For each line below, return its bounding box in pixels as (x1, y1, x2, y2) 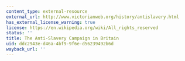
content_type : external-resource (6, 8, 88, 15)
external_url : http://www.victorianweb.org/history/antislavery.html (6, 14, 180, 20)
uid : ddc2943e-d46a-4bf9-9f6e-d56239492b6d (6, 41, 114, 47)
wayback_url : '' (6, 46, 46, 52)
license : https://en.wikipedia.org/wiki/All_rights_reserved (6, 24, 159, 31)
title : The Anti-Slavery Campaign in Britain (6, 35, 119, 41)
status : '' (6, 30, 33, 36)
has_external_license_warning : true (6, 19, 95, 25)
